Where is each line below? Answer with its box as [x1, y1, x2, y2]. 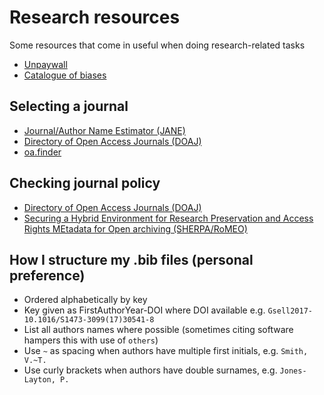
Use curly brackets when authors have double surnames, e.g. [23, 364, 278, 376]
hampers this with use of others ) [23, 334, 159, 346]
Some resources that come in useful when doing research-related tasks [9, 39, 306, 51]
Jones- [279, 366, 307, 376]
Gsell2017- [267, 306, 313, 316]
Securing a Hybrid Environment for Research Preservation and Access [23, 212, 314, 224]
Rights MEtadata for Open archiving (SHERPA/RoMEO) [23, 222, 248, 235]
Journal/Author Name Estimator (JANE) [23, 124, 186, 136]
